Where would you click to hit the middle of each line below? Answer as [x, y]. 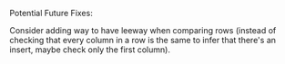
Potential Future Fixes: [51, 13]
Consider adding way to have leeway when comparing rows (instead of [143, 30]
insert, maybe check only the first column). [90, 50]
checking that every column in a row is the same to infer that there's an [142, 40]
